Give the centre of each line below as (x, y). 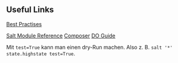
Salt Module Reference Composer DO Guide (61, 36)
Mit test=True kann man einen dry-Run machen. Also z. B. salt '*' (90, 47)
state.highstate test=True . (41, 53)
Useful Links (30, 10)
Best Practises (24, 24)
